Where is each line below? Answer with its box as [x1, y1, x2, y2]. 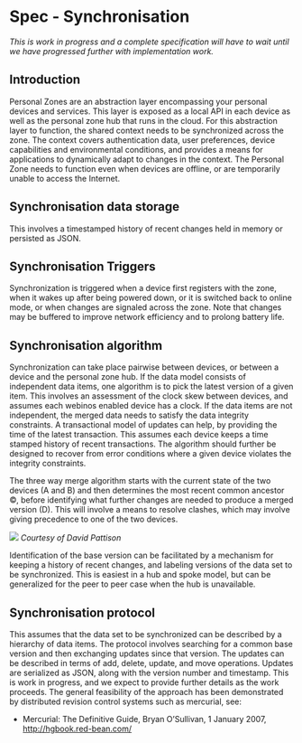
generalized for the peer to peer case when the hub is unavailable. [9, 578, 256, 589]
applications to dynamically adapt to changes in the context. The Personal [9, 154, 285, 165]
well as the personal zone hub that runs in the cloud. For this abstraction [9, 115, 278, 126]
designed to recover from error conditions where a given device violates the [9, 448, 292, 459]
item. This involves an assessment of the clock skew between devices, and [9, 390, 288, 401]
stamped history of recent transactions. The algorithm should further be [9, 438, 277, 449]
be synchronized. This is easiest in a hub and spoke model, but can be [9, 569, 271, 580]
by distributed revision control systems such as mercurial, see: [9, 696, 242, 707]
